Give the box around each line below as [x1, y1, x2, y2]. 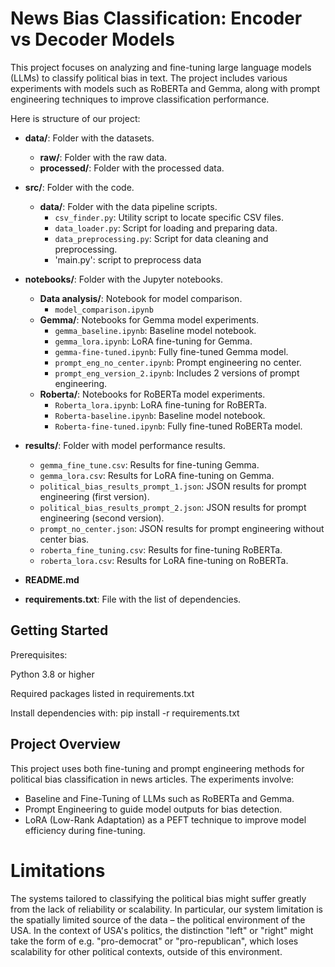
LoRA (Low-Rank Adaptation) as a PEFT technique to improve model [24, 813, 307, 826]
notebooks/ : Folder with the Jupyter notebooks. [24, 273, 224, 285]
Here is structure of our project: [10, 112, 141, 124]
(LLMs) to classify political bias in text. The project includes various [10, 72, 288, 84]
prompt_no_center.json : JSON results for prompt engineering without [39, 522, 325, 534]
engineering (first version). [39, 490, 150, 502]
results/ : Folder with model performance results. [24, 439, 226, 451]
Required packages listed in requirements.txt [10, 687, 195, 699]
